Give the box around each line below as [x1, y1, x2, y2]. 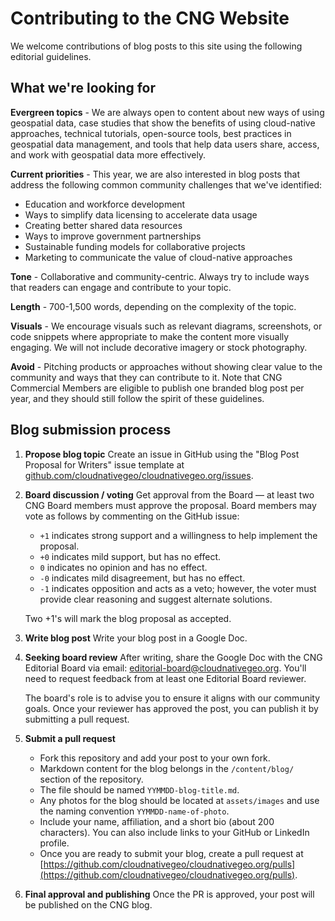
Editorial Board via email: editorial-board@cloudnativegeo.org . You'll [24, 662, 307, 674]
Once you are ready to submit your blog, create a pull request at [39, 847, 304, 859]
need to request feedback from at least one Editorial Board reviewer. [24, 672, 307, 684]
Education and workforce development [24, 198, 186, 210]
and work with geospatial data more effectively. [10, 148, 207, 161]
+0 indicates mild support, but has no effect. [39, 550, 221, 562]
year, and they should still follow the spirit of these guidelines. [10, 392, 265, 404]
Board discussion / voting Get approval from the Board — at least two [24, 488, 315, 501]
